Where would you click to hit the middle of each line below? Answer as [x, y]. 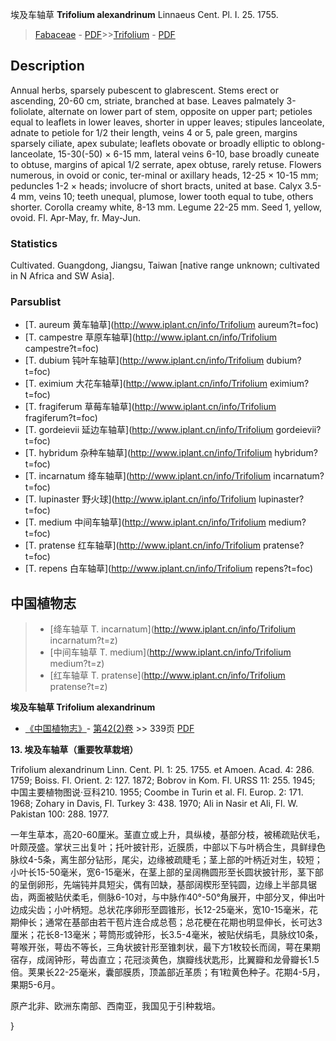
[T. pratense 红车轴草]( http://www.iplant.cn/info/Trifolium [143, 545]
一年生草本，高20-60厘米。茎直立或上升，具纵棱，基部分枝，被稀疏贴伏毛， [168, 835]
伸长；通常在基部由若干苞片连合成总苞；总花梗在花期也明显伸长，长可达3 [170, 922]
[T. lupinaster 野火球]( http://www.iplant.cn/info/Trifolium [140, 499]
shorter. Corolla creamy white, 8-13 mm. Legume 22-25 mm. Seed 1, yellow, [166, 207]
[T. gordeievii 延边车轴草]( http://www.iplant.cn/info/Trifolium [149, 430]
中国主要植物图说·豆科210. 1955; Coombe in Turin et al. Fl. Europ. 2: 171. [157, 792]
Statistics [34, 243]
